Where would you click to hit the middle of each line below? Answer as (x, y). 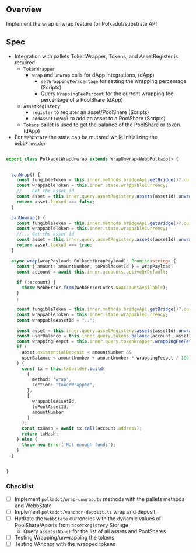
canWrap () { (26, 175)
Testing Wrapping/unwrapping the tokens (64, 537)
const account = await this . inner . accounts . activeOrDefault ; (92, 272)
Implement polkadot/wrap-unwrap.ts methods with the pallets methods (99, 499)
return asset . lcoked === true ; (55, 245)
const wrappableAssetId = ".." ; (56, 320)
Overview (24, 10)
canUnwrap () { (28, 218)
